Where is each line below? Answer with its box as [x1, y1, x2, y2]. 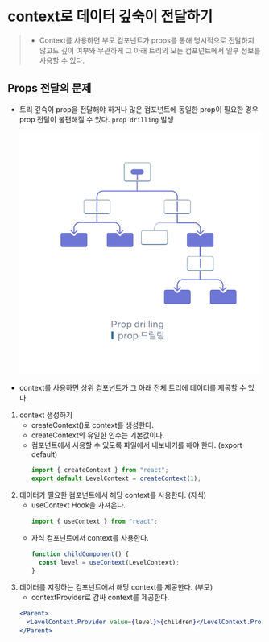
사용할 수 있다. [39, 56, 85, 65]
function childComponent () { [31, 549, 130, 558]
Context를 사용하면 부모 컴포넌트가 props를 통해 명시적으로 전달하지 [39, 35, 255, 45]
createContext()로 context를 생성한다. [31, 420, 154, 430]
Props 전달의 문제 [7, 81, 92, 95]
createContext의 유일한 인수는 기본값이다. [31, 430, 165, 440]
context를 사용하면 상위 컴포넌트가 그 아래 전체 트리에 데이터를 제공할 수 [19, 383, 246, 393]
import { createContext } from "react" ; [31, 466, 169, 474]
